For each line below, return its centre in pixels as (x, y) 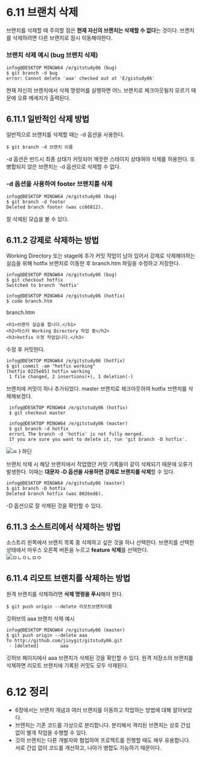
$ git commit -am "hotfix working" (51, 366)
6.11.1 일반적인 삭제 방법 (48, 119)
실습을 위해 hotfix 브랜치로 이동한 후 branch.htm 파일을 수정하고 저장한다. (93, 263)
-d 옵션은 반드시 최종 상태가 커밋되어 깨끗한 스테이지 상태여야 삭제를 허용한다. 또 (101, 159)
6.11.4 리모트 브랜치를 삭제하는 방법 (68, 578)
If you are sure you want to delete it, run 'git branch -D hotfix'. (98, 440)
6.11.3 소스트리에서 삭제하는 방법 (64, 527)
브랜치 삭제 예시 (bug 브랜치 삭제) (52, 55)
